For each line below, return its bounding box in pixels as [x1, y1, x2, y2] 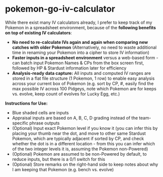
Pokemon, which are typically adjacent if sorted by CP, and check [12, 135, 145, 142]
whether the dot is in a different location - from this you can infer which [12, 141, 155, 146]
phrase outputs [29, 120, 60, 126]
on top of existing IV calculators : [5, 30, 72, 35]
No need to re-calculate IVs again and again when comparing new [12, 39, 148, 45]
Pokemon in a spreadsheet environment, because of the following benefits [5, 24, 156, 30]
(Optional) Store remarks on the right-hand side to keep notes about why [12, 161, 158, 167]
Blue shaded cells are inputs [12, 109, 69, 115]
